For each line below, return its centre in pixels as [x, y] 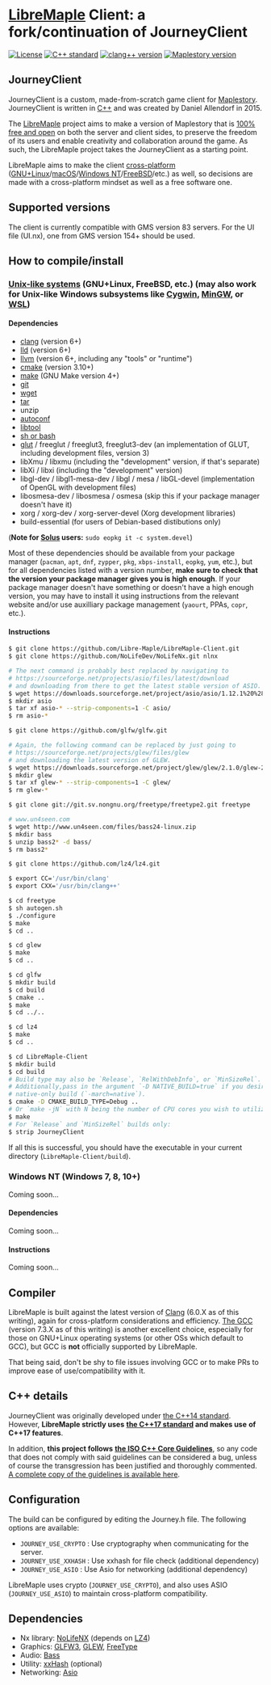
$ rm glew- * [28, 790]
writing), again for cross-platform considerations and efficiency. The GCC [131, 1321]
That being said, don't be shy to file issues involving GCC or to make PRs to [134, 1363]
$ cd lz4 [23, 1027]
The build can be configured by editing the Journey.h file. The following [127, 1519]
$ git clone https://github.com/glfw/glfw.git [88, 731]
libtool [30, 428]
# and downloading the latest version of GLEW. [90, 760]
